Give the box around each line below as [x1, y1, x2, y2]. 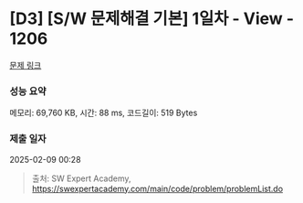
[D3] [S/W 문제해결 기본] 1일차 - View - [9, 8, 295, 29]
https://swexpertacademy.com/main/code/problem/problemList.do [31, 183, 284, 194]
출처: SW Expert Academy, [31, 173, 131, 184]
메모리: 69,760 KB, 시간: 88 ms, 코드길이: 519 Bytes [9, 107, 198, 119]
